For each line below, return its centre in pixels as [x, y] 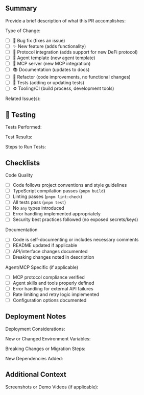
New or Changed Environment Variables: [48, 338]
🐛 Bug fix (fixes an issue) [39, 40]
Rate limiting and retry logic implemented [56, 294]
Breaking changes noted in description [53, 257]
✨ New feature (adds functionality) [49, 46]
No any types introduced [39, 208]
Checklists [23, 163]
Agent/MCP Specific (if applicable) [42, 267]
